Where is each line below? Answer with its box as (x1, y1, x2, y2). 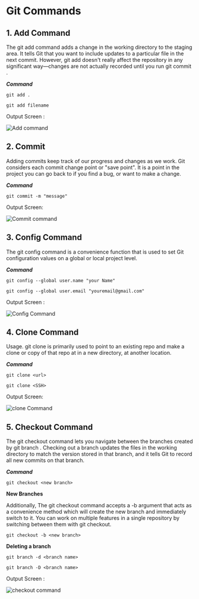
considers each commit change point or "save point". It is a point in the (6, 164, 180, 171)
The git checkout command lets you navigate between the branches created (6, 438, 193, 445)
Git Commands (6, 4, 81, 18)
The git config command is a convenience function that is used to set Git (6, 248, 184, 255)
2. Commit (6, 142, 46, 152)
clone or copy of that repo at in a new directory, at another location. (6, 350, 172, 357)
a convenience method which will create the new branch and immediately (6, 508, 187, 516)
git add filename (6, 102, 49, 108)
